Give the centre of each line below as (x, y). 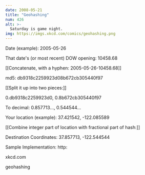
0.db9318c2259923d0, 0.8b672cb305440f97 (53, 98)
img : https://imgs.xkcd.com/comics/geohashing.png (60, 34)
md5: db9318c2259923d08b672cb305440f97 (54, 78)
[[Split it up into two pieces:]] (36, 88)
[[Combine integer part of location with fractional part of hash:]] (73, 127)
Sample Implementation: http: (36, 147)
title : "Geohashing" (27, 15)
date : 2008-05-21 (24, 10)
